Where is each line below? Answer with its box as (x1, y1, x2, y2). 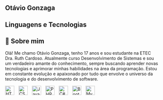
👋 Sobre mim (5, 37, 45, 45)
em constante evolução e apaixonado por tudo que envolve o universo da (5, 71, 153, 77)
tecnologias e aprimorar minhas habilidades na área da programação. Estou (5, 65, 157, 71)
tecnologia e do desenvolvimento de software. (5, 76, 99, 82)
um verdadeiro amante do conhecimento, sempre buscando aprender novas (5, 60, 159, 66)
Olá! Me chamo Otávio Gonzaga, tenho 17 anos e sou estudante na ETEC (5, 50, 151, 56)
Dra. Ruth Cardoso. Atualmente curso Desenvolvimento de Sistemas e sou (5, 55, 154, 61)
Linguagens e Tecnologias (5, 20, 87, 29)
